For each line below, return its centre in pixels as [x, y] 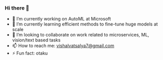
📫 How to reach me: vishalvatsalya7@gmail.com [63, 46]
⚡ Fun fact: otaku [30, 53]
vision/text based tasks [36, 40]
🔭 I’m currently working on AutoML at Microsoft [62, 19]
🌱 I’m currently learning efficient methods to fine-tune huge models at [85, 24]
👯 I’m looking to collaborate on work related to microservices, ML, [80, 35]
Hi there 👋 [17, 8]
